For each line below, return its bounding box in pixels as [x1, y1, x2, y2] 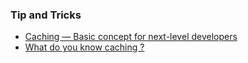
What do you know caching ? [24, 41, 145, 53]
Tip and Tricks [10, 8, 82, 22]
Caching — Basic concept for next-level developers [24, 31, 238, 43]
